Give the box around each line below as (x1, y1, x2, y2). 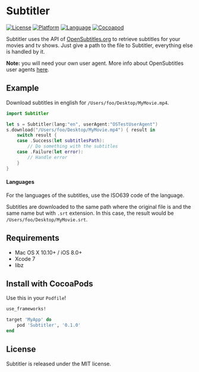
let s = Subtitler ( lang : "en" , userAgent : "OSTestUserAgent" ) (6, 121, 159, 127)
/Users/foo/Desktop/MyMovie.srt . (6, 215, 88, 223)
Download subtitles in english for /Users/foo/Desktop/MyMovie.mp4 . (6, 99, 169, 106)
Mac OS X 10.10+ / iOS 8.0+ (14, 249, 83, 256)
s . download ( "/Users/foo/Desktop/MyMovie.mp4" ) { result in (6, 127, 156, 133)
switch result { (17, 132, 58, 138)
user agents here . (6, 65, 49, 73)
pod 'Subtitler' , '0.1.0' (17, 323, 81, 329)
